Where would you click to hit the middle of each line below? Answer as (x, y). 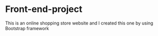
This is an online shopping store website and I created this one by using (79, 23)
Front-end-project (44, 9)
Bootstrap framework (27, 28)
